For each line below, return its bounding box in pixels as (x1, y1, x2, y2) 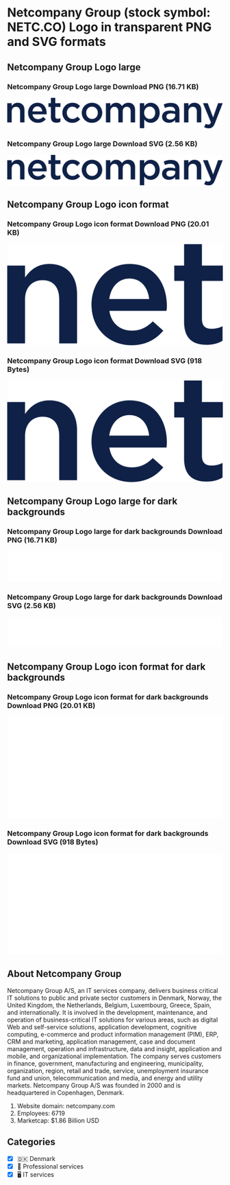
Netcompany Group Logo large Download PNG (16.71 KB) (7, 82, 199, 91)
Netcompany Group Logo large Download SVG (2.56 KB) (7, 139, 198, 148)
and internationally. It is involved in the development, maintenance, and (7, 1008, 207, 1016)
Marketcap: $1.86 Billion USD (16, 1116, 99, 1125)
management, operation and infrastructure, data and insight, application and (7, 1044, 222, 1053)
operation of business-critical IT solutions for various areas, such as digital (7, 1016, 218, 1024)
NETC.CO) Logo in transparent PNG (7, 19, 212, 35)
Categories (7, 1136, 56, 1148)
